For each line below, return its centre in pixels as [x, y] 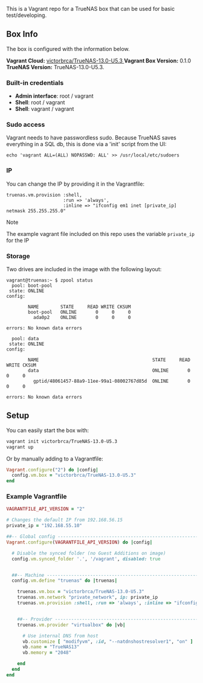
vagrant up [20, 447]
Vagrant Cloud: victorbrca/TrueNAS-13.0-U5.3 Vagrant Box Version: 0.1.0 [99, 61]
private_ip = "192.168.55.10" [44, 526]
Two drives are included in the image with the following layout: [84, 269]
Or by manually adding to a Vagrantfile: [55, 459]
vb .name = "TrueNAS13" [51, 647]
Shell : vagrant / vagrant [44, 109]
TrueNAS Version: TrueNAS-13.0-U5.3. [55, 67]
